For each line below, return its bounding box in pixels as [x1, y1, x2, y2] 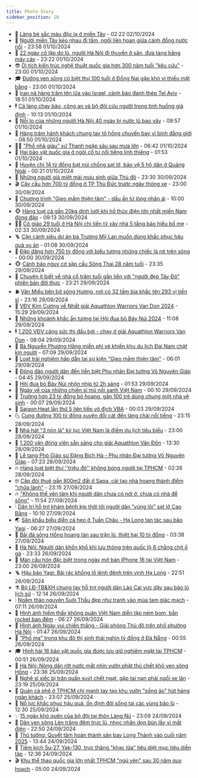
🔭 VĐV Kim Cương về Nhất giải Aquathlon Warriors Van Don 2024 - [14, 302, 178, 309]
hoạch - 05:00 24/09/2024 [14, 765, 81, 772]
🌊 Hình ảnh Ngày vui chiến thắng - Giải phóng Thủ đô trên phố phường [14, 622, 187, 629]
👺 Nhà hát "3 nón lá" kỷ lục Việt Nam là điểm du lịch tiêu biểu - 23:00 [14, 426, 183, 434]
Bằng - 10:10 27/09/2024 [14, 509, 75, 517]
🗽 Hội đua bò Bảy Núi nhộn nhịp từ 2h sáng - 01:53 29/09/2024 [14, 380, 169, 387]
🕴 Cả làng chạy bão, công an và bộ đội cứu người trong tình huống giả [14, 102, 184, 109]
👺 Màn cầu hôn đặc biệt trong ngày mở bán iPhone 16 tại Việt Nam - [14, 556, 180, 563]
